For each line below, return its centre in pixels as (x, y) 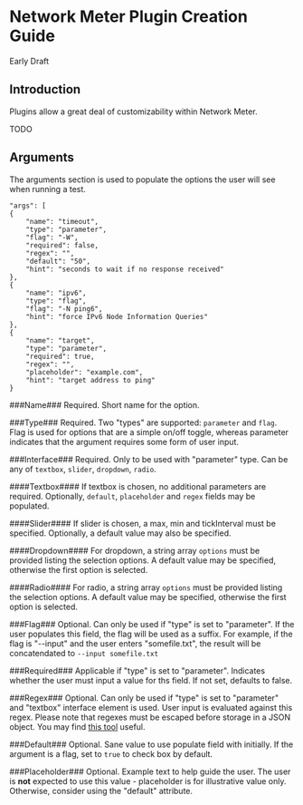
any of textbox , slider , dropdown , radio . (83, 469)
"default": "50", (58, 261)
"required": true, (60, 356)
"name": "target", (60, 340)
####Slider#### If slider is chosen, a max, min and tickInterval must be (142, 523)
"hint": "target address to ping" (90, 380)
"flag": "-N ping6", (64, 309)
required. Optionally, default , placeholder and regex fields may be (133, 496)
